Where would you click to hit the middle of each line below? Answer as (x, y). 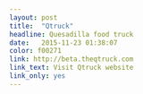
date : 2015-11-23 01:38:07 (63, 43)
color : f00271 (36, 51)
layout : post (34, 17)
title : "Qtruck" (42, 26)
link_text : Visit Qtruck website (71, 68)
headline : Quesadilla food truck (71, 34)
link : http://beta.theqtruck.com (71, 59)
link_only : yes (38, 76)
